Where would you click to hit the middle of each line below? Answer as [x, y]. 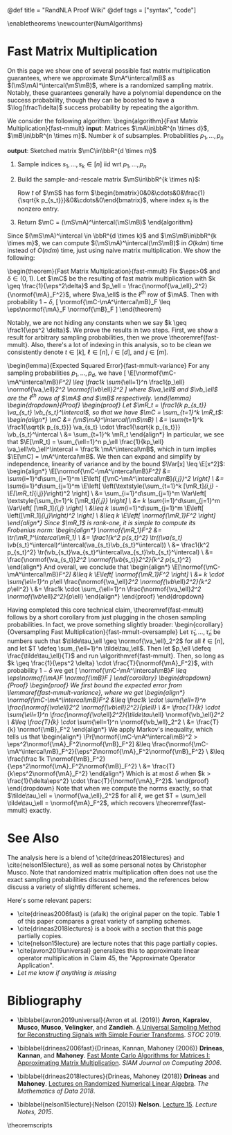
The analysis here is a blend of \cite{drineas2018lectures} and [96, 858]
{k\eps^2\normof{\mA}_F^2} [48, 774]
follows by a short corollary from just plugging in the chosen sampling [107, 617]
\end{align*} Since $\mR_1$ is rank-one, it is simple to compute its [101, 523]
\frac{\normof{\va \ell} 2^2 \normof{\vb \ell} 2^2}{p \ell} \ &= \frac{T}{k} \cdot [114, 707]
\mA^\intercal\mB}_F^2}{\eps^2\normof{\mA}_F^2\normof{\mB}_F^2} [106, 752]
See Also [33, 838]
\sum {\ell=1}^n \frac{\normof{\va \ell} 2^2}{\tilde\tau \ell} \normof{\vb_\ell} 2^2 [116, 715]
